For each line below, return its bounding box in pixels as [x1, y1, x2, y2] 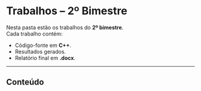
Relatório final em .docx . [14, 54, 76, 61]
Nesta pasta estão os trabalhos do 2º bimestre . [6, 24, 124, 31]
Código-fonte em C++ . [14, 42, 72, 49]
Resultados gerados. [14, 48, 66, 55]
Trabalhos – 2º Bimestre [6, 4, 127, 18]
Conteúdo [6, 77, 44, 87]
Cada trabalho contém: [6, 30, 63, 37]
